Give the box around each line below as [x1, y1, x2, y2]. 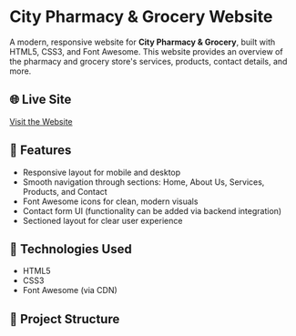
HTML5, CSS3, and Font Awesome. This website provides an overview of [9, 46, 284, 56]
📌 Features [9, 143, 72, 158]
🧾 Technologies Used [9, 241, 132, 257]
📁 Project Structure [9, 311, 120, 327]
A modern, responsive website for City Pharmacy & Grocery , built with [9, 36, 276, 47]
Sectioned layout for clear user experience [22, 215, 183, 226]
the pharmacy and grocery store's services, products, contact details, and [9, 56, 288, 66]
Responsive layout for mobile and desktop [22, 167, 181, 178]
